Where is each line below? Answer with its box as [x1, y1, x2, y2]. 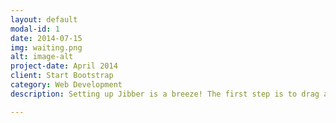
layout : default [10, 14, 78, 25]
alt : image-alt [10, 52, 74, 62]
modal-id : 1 [10, 24, 60, 34]
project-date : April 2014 [10, 61, 118, 71]
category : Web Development [10, 80, 123, 90]
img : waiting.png [10, 42, 83, 53]
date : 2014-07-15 [10, 33, 83, 43]
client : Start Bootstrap [10, 71, 114, 81]
